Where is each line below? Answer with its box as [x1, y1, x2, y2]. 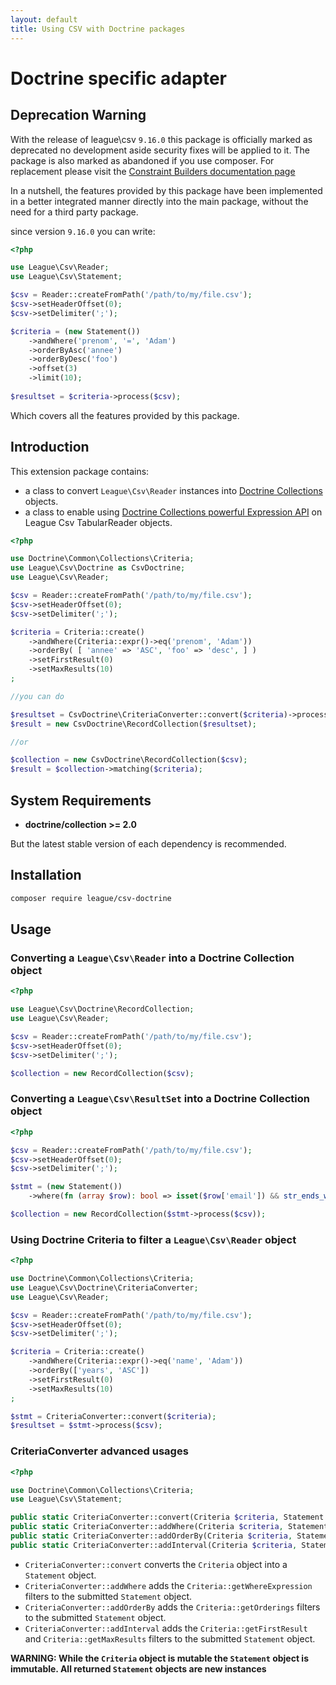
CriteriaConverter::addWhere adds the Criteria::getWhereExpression [24, 1579, 313, 1591]
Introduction [10, 439, 90, 456]
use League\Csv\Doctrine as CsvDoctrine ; [10, 563, 186, 573]
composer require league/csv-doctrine [10, 893, 172, 903]
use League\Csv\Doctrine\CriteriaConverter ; [10, 1282, 199, 1293]
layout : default [10, 14, 78, 25]
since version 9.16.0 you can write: [10, 225, 156, 237]
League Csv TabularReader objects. [24, 516, 173, 528]
